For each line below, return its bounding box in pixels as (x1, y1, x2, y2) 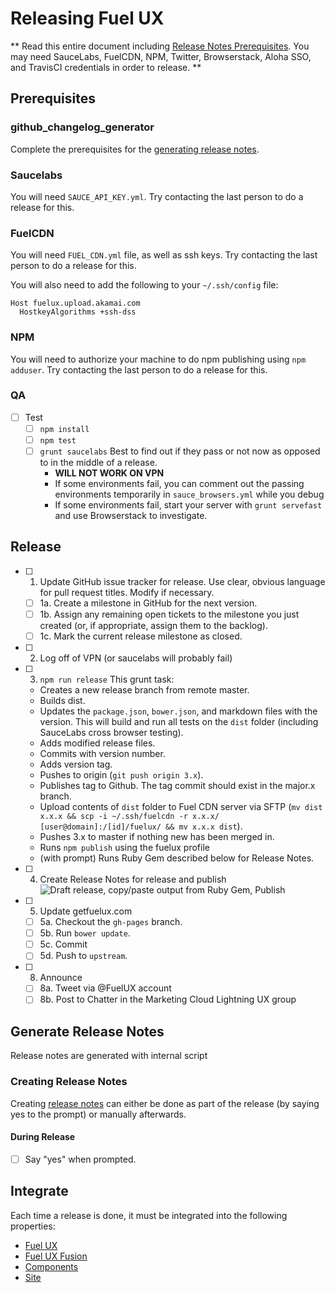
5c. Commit (39, 938, 88, 951)
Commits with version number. (39, 748, 166, 760)
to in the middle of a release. (39, 457, 158, 469)
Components (24, 1260, 79, 1272)
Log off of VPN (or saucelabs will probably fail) (39, 652, 233, 664)
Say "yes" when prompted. (24, 1153, 137, 1165)
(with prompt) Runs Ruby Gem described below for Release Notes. (39, 852, 315, 864)
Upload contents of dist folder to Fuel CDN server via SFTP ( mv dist (39, 801, 323, 813)
